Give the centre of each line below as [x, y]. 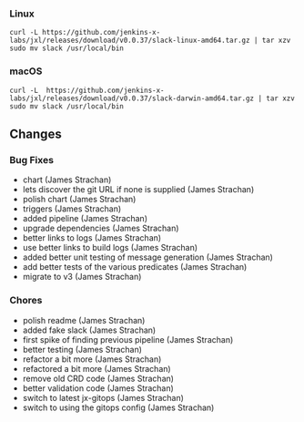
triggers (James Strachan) [72, 209]
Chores [26, 301]
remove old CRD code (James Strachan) [98, 378]
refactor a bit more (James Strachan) [92, 359]
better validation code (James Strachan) [98, 388]
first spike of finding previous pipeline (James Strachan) [128, 339]
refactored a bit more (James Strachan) [96, 368]
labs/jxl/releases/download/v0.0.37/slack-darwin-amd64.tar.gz [132, 98]
